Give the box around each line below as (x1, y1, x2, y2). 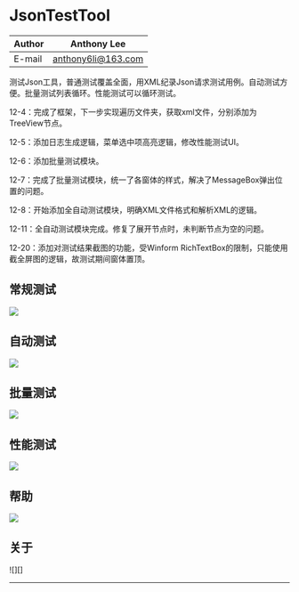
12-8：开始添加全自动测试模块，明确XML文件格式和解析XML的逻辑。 (9, 204, 263, 215)
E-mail (13, 53, 43, 65)
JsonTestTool (9, 5, 111, 26)
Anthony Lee (69, 37, 126, 50)
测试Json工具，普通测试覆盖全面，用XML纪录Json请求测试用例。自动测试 (9, 77, 280, 87)
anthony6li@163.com (53, 53, 144, 65)
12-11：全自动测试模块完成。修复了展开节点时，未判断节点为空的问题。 (9, 223, 270, 234)
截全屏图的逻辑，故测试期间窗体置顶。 (9, 253, 149, 264)
